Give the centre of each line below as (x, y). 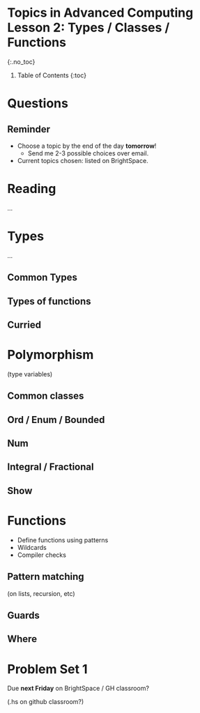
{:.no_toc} (21, 61)
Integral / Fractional (51, 467)
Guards (24, 616)
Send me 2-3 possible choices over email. (88, 153)
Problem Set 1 (48, 669)
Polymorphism (51, 355)
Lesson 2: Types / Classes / (89, 28)
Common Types (43, 278)
